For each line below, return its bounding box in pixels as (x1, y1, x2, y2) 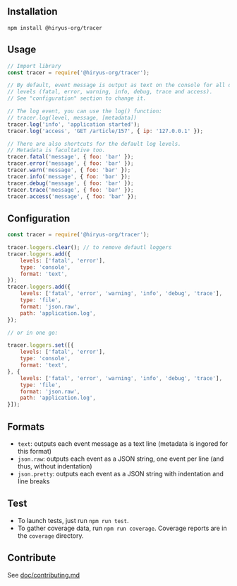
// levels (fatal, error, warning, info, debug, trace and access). (7, 88, 213, 96)
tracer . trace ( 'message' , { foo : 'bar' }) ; (7, 186, 134, 193)
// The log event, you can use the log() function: (7, 108, 162, 115)
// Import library (7, 62, 61, 69)
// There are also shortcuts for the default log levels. (7, 140, 181, 147)
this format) (17, 447, 51, 455)
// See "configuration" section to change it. (7, 95, 147, 102)
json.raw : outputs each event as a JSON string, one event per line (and (17, 454, 224, 463)
